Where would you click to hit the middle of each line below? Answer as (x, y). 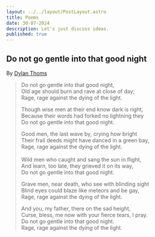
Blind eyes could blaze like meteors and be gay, (80, 190)
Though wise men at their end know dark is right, (82, 109)
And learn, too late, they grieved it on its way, (77, 166)
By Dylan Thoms (27, 73)
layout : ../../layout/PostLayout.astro (56, 12)
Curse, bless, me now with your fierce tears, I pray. (84, 215)
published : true (27, 34)
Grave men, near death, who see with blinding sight (85, 184)
